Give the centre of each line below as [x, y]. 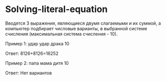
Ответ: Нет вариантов [29, 73]
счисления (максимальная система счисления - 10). [61, 34]
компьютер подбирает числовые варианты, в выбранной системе [76, 28]
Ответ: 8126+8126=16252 [32, 53]
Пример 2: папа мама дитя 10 [37, 63]
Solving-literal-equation [56, 9]
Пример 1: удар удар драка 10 [37, 43]
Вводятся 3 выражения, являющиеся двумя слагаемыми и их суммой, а [83, 23]
